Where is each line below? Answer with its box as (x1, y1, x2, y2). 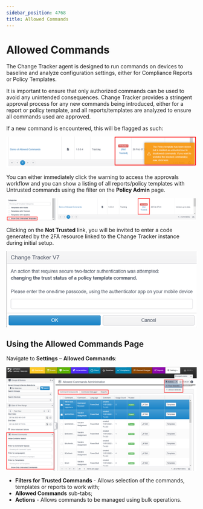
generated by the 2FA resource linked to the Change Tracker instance (6, 233, 180, 240)
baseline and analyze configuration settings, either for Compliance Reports (6, 70, 193, 77)
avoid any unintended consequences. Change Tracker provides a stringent (6, 94, 192, 101)
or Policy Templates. (6, 76, 57, 83)
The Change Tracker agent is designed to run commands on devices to (6, 63, 184, 70)
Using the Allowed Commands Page (6, 339, 144, 349)
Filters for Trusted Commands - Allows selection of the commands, (14, 476, 185, 484)
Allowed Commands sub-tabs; (14, 490, 92, 497)
